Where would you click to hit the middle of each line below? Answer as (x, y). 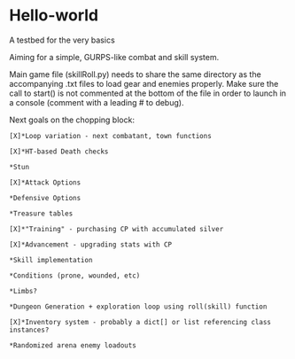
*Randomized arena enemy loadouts (73, 345)
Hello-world (54, 16)
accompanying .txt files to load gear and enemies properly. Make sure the (144, 83)
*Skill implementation (51, 260)
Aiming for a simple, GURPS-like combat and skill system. (114, 57)
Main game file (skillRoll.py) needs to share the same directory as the (135, 74)
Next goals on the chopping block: (72, 120)
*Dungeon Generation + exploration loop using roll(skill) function (138, 307)
